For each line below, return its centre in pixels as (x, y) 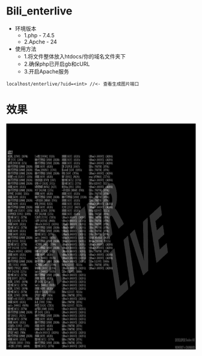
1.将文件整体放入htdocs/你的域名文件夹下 (75, 56)
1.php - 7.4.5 (39, 35)
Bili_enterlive (39, 11)
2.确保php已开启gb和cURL (57, 64)
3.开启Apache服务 (46, 71)
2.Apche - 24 (40, 42)
